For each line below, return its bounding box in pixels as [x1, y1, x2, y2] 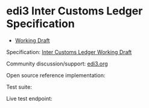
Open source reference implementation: [6, 71, 106, 79]
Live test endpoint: [6, 95, 52, 102]
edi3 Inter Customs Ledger [6, 4, 143, 18]
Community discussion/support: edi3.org [6, 60, 109, 67]
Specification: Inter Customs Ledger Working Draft [6, 48, 132, 55]
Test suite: [6, 83, 32, 91]
